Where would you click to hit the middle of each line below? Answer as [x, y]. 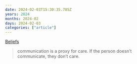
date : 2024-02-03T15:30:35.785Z [38, 10]
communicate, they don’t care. [48, 56]
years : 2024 [17, 14]
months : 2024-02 [22, 19]
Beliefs [12, 42]
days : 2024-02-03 [23, 23]
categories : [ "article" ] [31, 28]
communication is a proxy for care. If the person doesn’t [74, 51]
